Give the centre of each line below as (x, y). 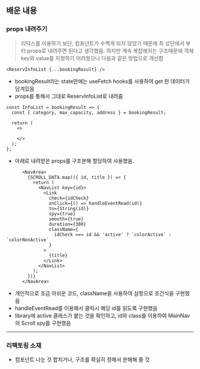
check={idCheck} (69, 198)
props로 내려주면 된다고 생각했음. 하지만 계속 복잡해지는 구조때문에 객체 (110, 51)
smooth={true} (66, 219)
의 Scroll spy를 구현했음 (43, 323)
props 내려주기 (27, 29)
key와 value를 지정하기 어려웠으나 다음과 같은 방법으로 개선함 (92, 58)
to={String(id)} (69, 208)
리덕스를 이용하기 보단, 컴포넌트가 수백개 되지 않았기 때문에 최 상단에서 (102, 43)
